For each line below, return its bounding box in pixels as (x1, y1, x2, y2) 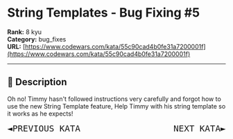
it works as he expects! (7, 109, 74, 118)
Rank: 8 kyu (7, 28, 42, 36)
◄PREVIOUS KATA (7, 122, 81, 134)
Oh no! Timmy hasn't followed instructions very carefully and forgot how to (7, 95, 222, 103)
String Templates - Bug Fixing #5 (7, 5, 200, 21)
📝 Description (7, 76, 67, 88)
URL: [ (7, 42, 26, 50)
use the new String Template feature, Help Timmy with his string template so (7, 102, 226, 110)
